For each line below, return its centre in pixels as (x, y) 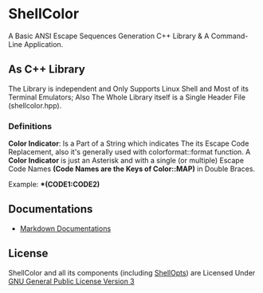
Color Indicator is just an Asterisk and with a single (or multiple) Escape (126, 161)
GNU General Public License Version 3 (71, 281)
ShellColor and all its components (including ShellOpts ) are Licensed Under (132, 272)
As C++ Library (47, 70)
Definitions (30, 126)
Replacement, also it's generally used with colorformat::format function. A (130, 152)
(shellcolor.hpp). (35, 105)
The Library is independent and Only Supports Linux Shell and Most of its (129, 88)
